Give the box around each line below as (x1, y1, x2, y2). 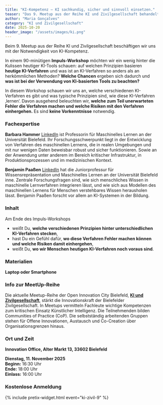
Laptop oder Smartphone (5, 269, 57, 275)
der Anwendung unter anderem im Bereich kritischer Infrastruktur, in (5, 152, 142, 158)
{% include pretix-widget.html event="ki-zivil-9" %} (5, 394, 109, 400)
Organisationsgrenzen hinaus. (5, 323, 65, 329)
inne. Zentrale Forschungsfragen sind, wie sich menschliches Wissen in (5, 177, 148, 183)
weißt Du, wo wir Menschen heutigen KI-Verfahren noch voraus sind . (12, 246, 154, 252)
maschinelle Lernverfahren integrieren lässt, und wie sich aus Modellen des (5, 182, 156, 188)
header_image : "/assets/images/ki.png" (5, 30, 86, 35)
